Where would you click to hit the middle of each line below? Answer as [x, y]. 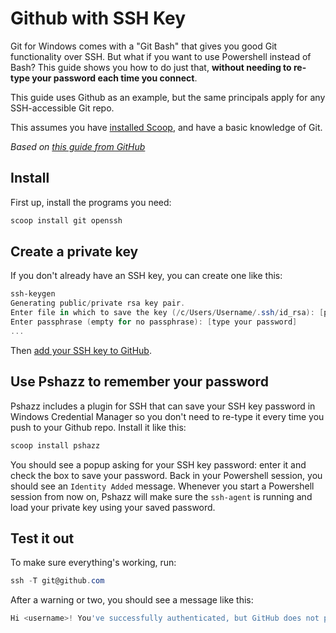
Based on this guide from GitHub [78, 146]
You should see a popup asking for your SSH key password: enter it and [158, 464]
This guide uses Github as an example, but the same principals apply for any [168, 97]
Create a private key [74, 252]
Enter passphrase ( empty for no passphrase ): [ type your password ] [154, 322]
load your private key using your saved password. [113, 507]
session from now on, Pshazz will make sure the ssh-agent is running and [161, 496]
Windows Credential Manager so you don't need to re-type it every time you [167, 416]
